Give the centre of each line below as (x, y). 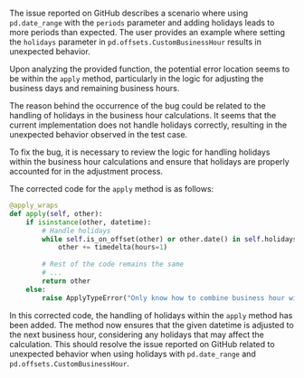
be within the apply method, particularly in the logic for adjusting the (137, 79)
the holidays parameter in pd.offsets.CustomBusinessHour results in (136, 42)
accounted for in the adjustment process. (86, 171)
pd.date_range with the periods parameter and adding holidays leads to (142, 23)
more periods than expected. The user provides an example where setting (147, 32)
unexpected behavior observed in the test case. (99, 134)
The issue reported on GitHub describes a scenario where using (129, 13)
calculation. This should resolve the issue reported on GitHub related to (142, 344)
